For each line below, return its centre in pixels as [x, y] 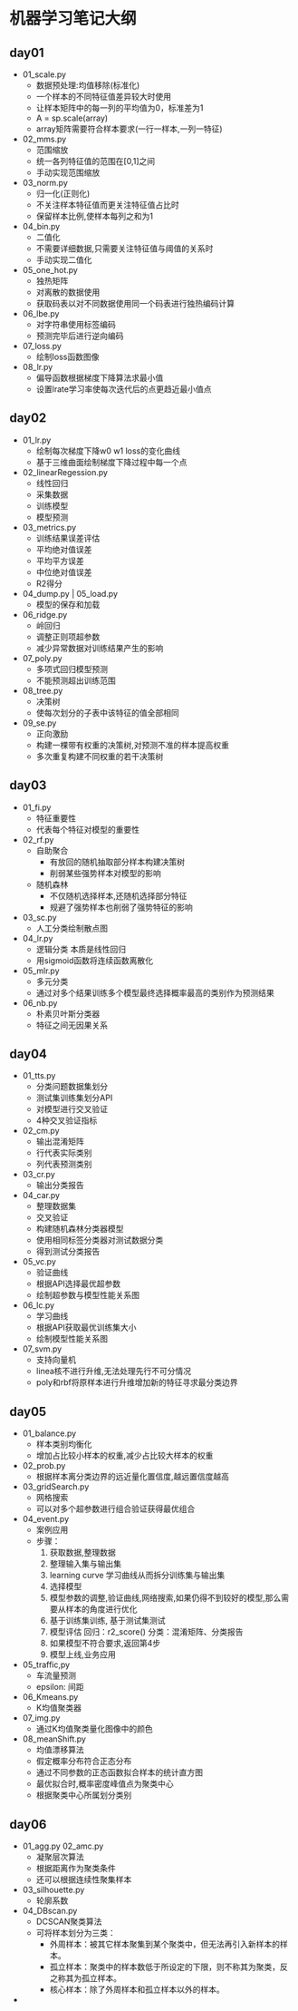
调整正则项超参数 [68, 637]
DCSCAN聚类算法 [69, 1922]
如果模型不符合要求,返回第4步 [105, 1644]
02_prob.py [44, 1466]
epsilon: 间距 [60, 1687]
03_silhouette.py [53, 1890]
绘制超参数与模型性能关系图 [88, 1295]
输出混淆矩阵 [60, 1142]
